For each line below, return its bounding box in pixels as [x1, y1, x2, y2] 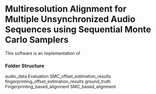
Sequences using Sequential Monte [5, 24, 152, 35]
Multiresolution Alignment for [5, 3, 127, 15]
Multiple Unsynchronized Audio [5, 14, 136, 25]
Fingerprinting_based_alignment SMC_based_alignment [5, 84, 116, 90]
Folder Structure [5, 62, 45, 69]
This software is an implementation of [5, 50, 80, 56]
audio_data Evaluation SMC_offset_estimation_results [5, 74, 111, 79]
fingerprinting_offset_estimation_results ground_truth [5, 78, 111, 84]
